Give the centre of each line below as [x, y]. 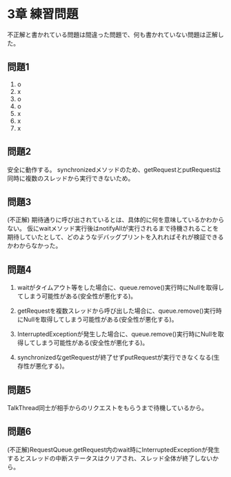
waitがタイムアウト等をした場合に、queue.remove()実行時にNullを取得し [121, 288]
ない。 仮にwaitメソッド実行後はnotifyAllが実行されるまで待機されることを [113, 228]
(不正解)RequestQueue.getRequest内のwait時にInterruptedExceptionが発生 [113, 449]
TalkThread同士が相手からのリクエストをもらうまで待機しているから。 [108, 408]
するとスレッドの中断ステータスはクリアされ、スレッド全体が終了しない [110, 458]
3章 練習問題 [43, 14]
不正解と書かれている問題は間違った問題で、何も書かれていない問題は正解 [113, 35]
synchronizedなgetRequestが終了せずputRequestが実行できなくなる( [115, 358]
